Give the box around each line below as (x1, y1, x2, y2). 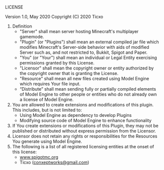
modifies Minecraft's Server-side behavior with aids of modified (19, 44, 149, 50)
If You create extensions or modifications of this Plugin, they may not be (12, 123, 159, 129)
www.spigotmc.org (19, 154, 59, 160)
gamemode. (19, 34, 44, 39)
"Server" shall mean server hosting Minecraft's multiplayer (19, 29, 139, 34)
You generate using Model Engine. (12, 138, 82, 144)
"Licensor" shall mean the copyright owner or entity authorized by (19, 65, 154, 71)
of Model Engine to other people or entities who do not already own (19, 91, 157, 97)
